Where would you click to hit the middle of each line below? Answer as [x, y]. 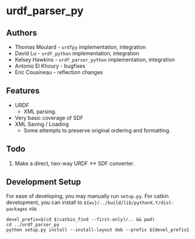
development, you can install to [44, 202]
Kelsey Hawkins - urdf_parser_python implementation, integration [95, 60]
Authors [22, 33]
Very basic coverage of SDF [49, 117]
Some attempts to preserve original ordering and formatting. [97, 130]
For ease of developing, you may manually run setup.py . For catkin [87, 196]
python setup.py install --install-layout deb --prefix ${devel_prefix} [98, 230]
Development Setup [44, 182]
